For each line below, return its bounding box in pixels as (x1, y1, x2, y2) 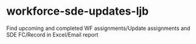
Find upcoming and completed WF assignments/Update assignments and (6, 24, 191, 32)
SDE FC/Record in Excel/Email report (6, 31, 99, 38)
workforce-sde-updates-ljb (6, 4, 149, 18)
